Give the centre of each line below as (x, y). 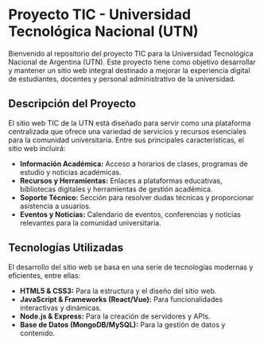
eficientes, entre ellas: (45, 275)
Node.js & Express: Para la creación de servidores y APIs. (115, 316)
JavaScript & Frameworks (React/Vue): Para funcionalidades (121, 299)
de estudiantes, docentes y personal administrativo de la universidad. (122, 79)
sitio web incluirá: (37, 148)
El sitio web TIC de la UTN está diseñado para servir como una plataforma (130, 123)
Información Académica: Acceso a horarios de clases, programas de (134, 164)
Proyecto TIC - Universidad (100, 15)
